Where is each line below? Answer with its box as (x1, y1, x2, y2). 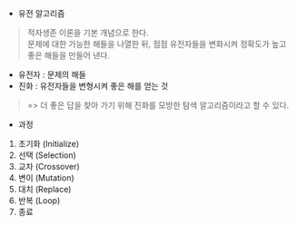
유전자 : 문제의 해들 (17, 69, 86, 80)
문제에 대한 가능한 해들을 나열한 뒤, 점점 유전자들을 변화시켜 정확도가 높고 (26, 39, 287, 49)
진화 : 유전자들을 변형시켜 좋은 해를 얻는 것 (17, 81, 169, 91)
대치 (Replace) (17, 184, 72, 194)
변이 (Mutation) (17, 172, 74, 183)
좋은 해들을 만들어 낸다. (26, 50, 111, 61)
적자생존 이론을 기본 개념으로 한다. (26, 27, 149, 38)
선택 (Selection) (17, 150, 77, 161)
